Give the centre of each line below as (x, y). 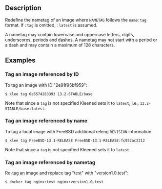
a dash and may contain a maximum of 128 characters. (60, 45)
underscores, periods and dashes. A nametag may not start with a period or (81, 40)
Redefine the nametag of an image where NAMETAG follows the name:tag (76, 20)
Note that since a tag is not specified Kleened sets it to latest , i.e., (72, 103)
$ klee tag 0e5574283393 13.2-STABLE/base (49, 94)
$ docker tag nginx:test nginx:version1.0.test (54, 182)
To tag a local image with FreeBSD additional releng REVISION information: (79, 131)
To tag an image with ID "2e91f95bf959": (46, 85)
